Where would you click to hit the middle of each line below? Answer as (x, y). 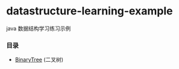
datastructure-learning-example (89, 11)
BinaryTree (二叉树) (39, 60)
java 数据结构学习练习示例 (39, 28)
